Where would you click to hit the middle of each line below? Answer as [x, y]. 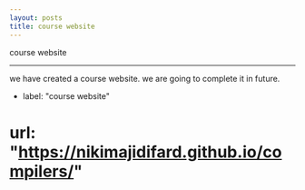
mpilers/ [42, 171]
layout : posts [36, 18]
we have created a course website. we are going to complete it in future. [145, 78]
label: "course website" [66, 95]
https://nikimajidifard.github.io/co [150, 152]
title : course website [52, 26]
